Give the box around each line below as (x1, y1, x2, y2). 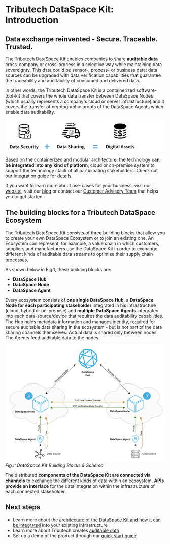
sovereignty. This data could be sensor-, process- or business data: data (5, 67, 158, 73)
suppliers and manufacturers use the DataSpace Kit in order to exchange (5, 246, 158, 252)
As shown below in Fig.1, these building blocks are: (5, 267, 112, 273)
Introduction (5, 14, 59, 26)
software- (136, 87, 157, 93)
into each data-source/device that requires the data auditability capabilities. (5, 313, 164, 319)
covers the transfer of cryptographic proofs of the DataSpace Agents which (5, 104, 164, 110)
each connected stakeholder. (5, 488, 66, 494)
